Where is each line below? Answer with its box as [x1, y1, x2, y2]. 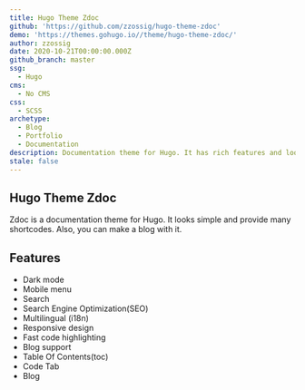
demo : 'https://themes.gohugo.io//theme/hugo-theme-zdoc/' [9, 30, 238, 39]
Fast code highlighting [22, 332, 106, 343]
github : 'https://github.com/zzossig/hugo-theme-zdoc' [9, 22, 221, 31]
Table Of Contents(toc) [22, 351, 109, 363]
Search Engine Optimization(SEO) [22, 303, 149, 314]
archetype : [9, 114, 51, 123]
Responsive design [22, 323, 94, 334]
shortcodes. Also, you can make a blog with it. [9, 224, 182, 235]
